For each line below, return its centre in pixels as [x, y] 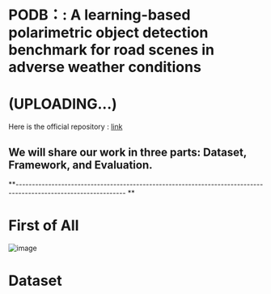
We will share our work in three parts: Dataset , [127, 152]
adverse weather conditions [105, 67]
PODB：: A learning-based [100, 15]
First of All [44, 226]
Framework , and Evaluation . [80, 165]
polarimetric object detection [108, 33]
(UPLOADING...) [63, 104]
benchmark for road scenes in [111, 50]
